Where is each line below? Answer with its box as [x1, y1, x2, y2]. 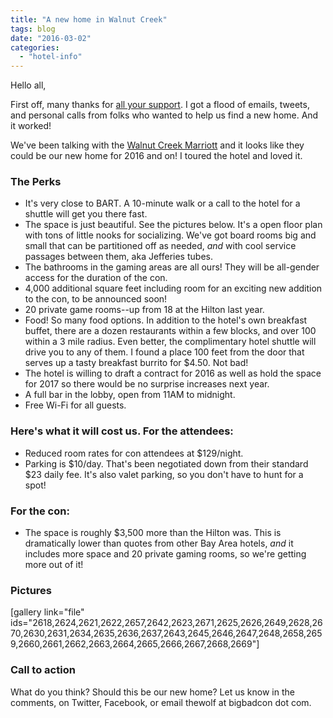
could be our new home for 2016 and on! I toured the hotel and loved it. [10, 150, 303, 162]
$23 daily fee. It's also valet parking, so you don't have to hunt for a [24, 468, 304, 480]
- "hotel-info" [19, 52, 83, 62]
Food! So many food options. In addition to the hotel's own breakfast [24, 314, 308, 326]
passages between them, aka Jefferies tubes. [24, 251, 213, 263]
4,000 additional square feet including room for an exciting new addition [24, 282, 323, 295]
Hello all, [10, 79, 47, 91]
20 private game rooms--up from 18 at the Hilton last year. [24, 304, 265, 316]
